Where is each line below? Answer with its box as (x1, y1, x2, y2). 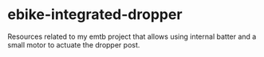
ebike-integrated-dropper (7, 6, 183, 24)
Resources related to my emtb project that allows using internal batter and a (7, 32, 257, 41)
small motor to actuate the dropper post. (7, 40, 140, 49)
